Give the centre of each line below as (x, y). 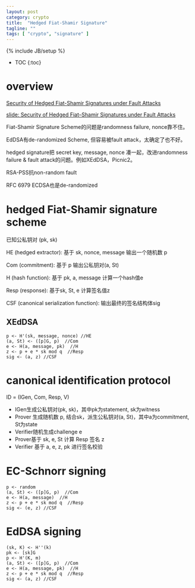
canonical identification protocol (89, 380)
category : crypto (28, 17)
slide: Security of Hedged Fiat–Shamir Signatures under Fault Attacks (91, 115)
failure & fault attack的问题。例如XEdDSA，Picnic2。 (71, 160)
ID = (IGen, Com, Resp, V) (38, 397)
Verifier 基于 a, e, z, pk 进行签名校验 (59, 447)
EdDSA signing (44, 531)
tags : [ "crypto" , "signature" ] (48, 34)
